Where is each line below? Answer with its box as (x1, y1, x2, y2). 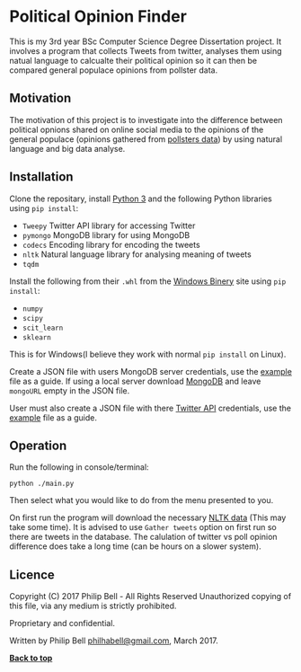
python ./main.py (9, 479, 75, 489)
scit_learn (22, 323, 64, 332)
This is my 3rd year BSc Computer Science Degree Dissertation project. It (9, 36, 282, 47)
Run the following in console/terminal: (9, 462, 150, 473)
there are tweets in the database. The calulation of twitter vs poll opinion (9, 532, 278, 543)
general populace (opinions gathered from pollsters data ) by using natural (9, 133, 283, 145)
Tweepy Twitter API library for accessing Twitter (22, 220, 196, 231)
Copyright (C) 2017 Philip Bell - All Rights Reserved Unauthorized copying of (9, 591, 292, 602)
